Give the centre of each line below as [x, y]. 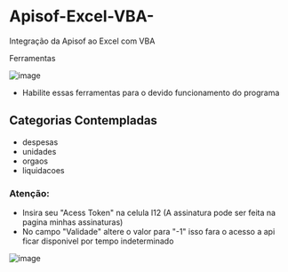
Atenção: [30, 193]
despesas [40, 142]
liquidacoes [43, 170]
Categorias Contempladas [84, 120]
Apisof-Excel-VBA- [82, 16]
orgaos [35, 161]
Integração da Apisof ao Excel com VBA [82, 41]
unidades [39, 151]
